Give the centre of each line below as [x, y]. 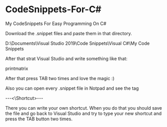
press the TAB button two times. [39, 119]
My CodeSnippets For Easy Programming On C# [56, 23]
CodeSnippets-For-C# [53, 9]
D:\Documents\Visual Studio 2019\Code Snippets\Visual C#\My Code [78, 43]
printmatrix [17, 68]
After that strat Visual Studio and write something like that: [66, 58]
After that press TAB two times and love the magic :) [60, 78]
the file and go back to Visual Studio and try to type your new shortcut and [83, 113]
